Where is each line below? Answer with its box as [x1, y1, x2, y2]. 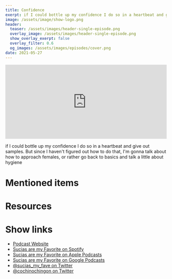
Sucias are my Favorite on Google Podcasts [12, 257, 105, 263]
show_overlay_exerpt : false [10, 36, 70, 41]
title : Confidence [5, 7, 45, 13]
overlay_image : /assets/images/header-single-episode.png [10, 31, 137, 36]
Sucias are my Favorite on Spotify [12, 246, 84, 252]
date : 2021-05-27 [5, 50, 42, 55]
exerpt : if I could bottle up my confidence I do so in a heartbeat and [5, 12, 164, 17]
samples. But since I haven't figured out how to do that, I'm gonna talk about [5, 148, 166, 154]
